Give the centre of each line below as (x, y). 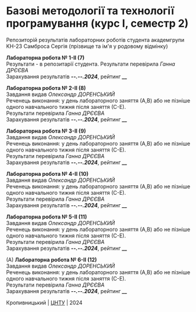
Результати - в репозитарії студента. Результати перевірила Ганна (91, 64)
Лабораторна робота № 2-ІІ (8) (46, 88)
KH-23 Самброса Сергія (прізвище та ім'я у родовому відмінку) (87, 46)
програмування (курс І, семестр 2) (97, 23)
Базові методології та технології (90, 11)
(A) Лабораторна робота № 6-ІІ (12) (52, 259)
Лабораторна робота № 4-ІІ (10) (47, 173)
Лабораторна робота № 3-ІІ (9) (46, 131)
